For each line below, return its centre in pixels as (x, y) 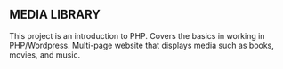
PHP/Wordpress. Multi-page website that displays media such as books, (141, 45)
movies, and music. (45, 54)
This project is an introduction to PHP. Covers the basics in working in (137, 35)
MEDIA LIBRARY (55, 15)
